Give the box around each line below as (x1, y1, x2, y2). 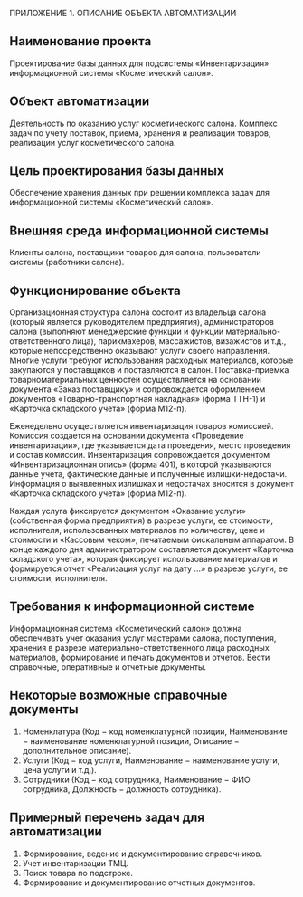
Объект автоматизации (9, 94, 150, 110)
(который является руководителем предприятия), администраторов (9, 317, 274, 328)
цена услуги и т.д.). (22, 764, 97, 775)
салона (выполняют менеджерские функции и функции (9, 326, 224, 338)
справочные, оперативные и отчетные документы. (9, 661, 206, 673)
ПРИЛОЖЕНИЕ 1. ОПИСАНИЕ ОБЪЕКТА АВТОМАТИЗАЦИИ (9, 8, 237, 18)
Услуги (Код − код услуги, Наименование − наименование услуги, (22, 755, 280, 766)
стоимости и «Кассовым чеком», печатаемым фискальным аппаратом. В (9, 534, 295, 546)
